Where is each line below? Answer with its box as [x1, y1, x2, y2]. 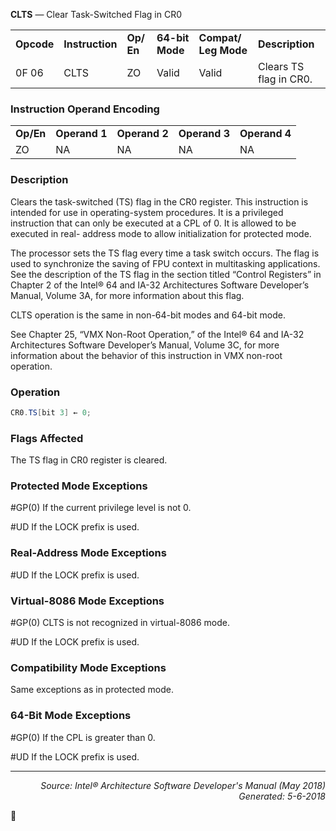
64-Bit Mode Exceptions [10, 709, 132, 723]
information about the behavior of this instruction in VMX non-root [10, 349, 283, 361]
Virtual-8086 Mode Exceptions [10, 594, 165, 608]
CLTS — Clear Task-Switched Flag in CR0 [10, 9, 182, 20]
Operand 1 [55, 127, 108, 141]
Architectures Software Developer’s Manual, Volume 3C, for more [10, 339, 280, 351]
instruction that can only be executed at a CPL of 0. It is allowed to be [10, 217, 297, 229]
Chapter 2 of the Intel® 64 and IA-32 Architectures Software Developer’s [10, 279, 310, 291]
